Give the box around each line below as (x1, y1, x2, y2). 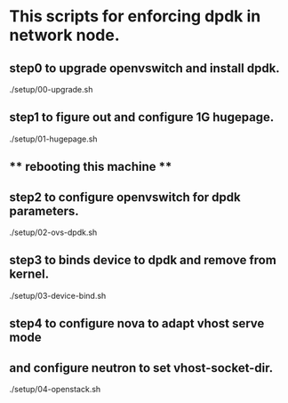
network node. (9, 25, 120, 45)
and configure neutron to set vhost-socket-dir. (9, 360, 274, 375)
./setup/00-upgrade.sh (9, 85, 93, 94)
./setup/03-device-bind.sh (9, 290, 107, 301)
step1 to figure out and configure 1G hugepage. (9, 109, 275, 125)
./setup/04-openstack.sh (9, 384, 101, 395)
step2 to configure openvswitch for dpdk (9, 189, 242, 205)
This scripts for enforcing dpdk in (9, 6, 261, 27)
